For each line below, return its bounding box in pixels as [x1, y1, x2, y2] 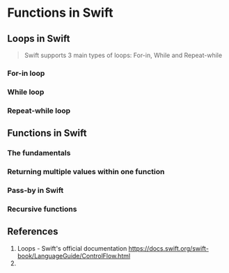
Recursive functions [7, 204, 77, 214]
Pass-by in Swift [7, 185, 64, 195]
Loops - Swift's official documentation [17, 244, 127, 252]
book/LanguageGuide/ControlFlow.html [17, 251, 131, 260]
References [7, 226, 58, 237]
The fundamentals [7, 148, 71, 158]
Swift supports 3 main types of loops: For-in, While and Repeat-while [24, 51, 223, 59]
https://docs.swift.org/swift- [128, 244, 209, 252]
